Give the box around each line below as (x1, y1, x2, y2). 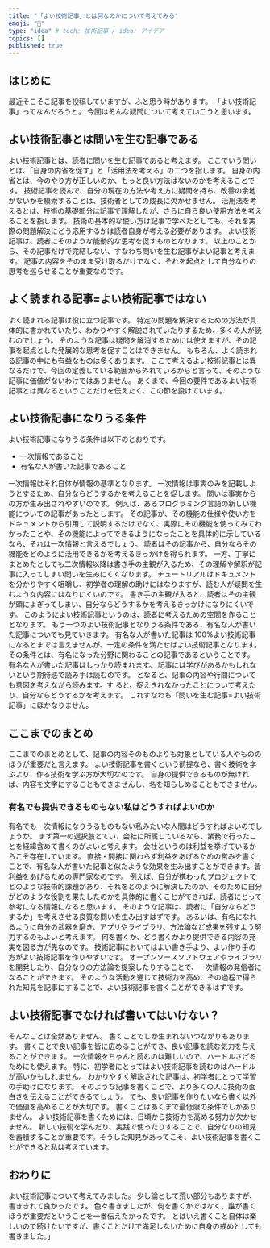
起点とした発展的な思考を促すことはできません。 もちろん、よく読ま (22, 345, 251, 355)
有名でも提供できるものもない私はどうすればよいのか (8, 801, 215, 813)
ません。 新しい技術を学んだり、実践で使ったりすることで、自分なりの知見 (8, 1122, 256, 1132)
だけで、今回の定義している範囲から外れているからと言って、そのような (22, 365, 262, 375)
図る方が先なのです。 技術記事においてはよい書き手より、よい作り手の (22, 942, 256, 952)
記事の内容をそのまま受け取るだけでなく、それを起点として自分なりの (23, 256, 257, 266)
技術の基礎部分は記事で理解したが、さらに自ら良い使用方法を (43, 206, 248, 215)
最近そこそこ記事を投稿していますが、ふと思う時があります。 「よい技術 (8, 96, 250, 106)
